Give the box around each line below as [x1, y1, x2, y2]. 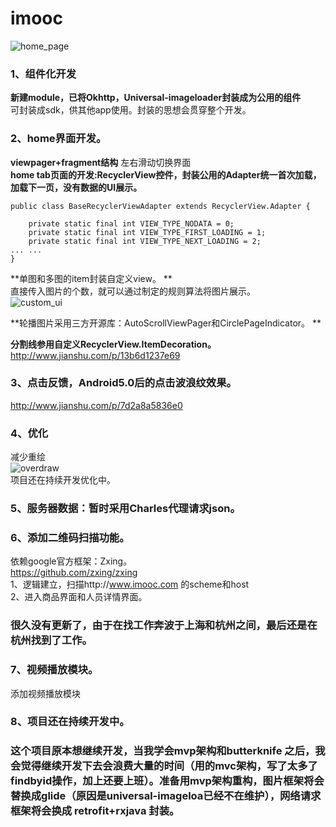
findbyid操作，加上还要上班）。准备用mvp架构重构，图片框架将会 [10, 774, 325, 788]
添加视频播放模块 [10, 687, 81, 699]
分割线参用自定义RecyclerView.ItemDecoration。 [10, 338, 217, 350]
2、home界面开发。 [10, 132, 107, 146]
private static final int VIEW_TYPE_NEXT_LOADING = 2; [28, 236, 262, 246]
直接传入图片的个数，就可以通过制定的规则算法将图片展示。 [10, 285, 256, 297]
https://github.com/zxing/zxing [10, 567, 138, 579]
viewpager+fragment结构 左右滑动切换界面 [10, 156, 192, 168]
